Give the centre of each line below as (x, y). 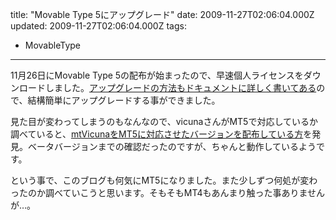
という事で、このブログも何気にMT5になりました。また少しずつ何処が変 (160, 180)
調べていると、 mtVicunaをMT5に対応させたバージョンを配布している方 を (161, 134)
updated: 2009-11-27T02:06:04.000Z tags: (98, 26)
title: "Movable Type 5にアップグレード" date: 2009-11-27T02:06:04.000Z (162, 14)
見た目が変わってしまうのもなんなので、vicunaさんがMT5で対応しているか (164, 121)
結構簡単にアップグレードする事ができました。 (124, 100)
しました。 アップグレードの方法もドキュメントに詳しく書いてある (180, 87)
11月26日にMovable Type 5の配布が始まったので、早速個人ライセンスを (157, 75)
